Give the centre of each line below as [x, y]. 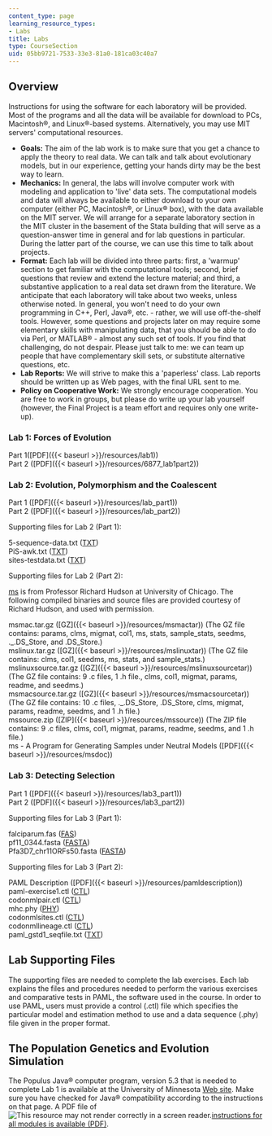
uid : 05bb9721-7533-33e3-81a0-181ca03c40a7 [83, 54]
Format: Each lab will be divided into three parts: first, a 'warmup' [130, 261]
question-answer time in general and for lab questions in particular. [132, 235]
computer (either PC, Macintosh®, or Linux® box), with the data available [142, 208]
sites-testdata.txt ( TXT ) [47, 560]
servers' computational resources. [66, 132]
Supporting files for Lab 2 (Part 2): [66, 576]
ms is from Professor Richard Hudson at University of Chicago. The [121, 592]
